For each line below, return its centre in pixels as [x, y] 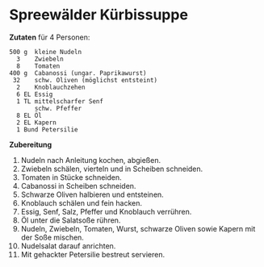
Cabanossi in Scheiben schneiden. [78, 186]
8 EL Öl [29, 115]
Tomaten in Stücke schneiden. [71, 177]
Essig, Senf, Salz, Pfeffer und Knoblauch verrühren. [106, 211]
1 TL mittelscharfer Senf [60, 101]
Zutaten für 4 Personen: [50, 37]
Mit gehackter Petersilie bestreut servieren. [92, 254]
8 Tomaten [38, 66]
